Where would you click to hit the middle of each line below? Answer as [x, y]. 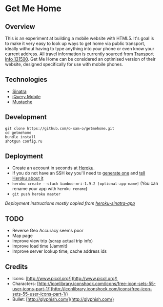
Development [26, 117]
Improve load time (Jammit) [40, 246]
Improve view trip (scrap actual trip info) [52, 241]
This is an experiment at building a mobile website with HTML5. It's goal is [80, 38]
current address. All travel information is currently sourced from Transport [80, 54]
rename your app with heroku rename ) [50, 189]
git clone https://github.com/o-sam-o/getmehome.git [60, 128]
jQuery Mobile [26, 96]
